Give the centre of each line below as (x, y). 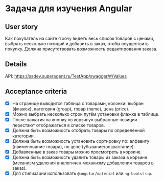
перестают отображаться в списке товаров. (59, 125)
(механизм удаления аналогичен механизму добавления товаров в (83, 163)
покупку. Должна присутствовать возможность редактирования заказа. (81, 49)
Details (16, 64)
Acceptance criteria (36, 91)
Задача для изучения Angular (69, 9)
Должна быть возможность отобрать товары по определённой (79, 130)
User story (22, 27)
